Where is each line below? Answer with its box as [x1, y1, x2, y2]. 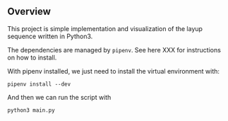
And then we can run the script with [7, 93, 112, 101]
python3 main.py [7, 106, 55, 114]
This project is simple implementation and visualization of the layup [7, 24, 203, 33]
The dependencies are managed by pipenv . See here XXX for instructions [7, 45, 221, 54]
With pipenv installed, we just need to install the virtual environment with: [7, 67, 220, 75]
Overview [7, 6, 52, 18]
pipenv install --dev [7, 81, 71, 88]
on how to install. [7, 53, 57, 62]
